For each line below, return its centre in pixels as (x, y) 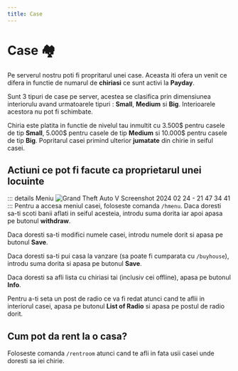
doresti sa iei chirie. (36, 361)
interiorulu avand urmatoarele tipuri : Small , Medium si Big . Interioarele (111, 104)
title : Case (25, 14)
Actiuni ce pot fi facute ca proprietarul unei (104, 170)
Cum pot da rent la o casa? (67, 336)
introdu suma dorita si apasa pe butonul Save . (75, 264)
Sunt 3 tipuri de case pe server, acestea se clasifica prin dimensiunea (109, 96)
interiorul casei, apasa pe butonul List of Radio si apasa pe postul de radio (116, 306)
